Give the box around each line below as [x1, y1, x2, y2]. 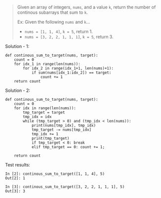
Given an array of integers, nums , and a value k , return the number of [17, 4, 156, 10]
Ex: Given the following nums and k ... [17, 19, 90, 25]
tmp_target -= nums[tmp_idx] [31, 127, 92, 132]
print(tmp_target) [31, 136, 70, 141]
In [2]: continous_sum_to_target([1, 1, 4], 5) [5, 171, 105, 176]
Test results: [5, 162, 31, 167]
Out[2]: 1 [5, 176, 26, 181]
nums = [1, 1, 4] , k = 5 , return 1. [24, 29, 93, 34]
